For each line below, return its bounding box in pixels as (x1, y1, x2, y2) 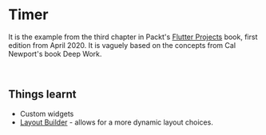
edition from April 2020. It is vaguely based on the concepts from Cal (8, 40, 236, 50)
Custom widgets (19, 109, 74, 118)
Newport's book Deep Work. (8, 49, 102, 58)
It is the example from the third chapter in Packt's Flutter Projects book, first (8, 32, 258, 42)
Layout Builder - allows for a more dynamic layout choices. (19, 117, 213, 127)
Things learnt (8, 88, 77, 101)
